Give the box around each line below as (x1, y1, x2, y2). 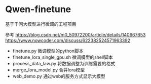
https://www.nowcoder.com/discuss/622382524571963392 (5, 37, 131, 44)
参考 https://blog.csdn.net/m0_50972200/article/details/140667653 (5, 31, 146, 37)
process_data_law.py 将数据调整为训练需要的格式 (12, 60, 116, 66)
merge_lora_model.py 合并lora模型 (12, 67, 85, 73)
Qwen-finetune (5, 4, 71, 15)
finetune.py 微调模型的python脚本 (12, 48, 84, 54)
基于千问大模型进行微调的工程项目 (5, 21, 77, 27)
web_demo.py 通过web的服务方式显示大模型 (12, 73, 105, 79)
